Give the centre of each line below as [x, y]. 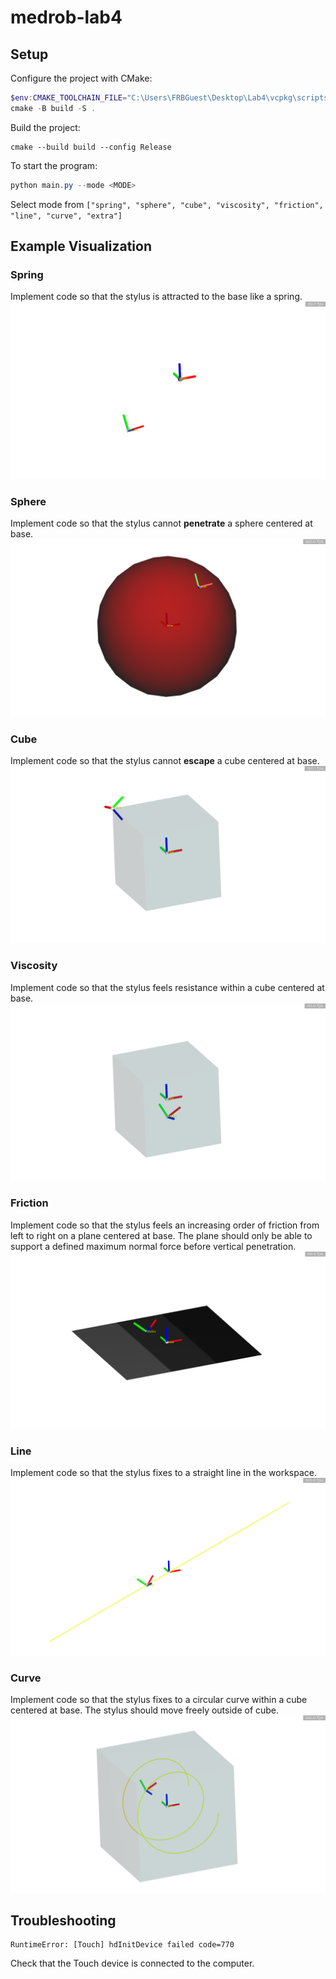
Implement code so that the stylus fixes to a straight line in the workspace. [163, 1473]
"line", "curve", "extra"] [66, 216]
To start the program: [54, 165]
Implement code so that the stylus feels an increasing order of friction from [165, 1225]
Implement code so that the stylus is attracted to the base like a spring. [156, 297]
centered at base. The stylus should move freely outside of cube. [145, 1710]
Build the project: [45, 127]
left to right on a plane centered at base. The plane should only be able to [161, 1235]
